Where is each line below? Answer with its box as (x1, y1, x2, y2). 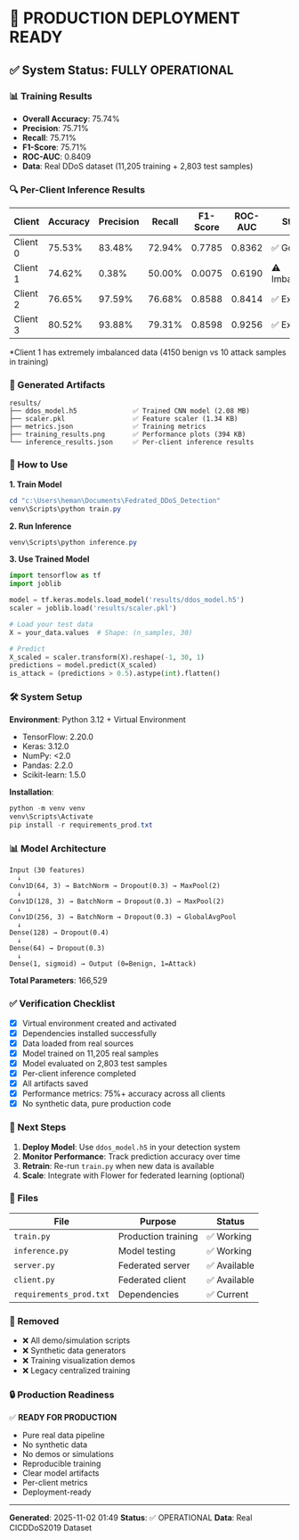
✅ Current (206, 1288, 249, 1300)
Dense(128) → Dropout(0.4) (9, 928, 109, 937)
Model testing (117, 1244, 176, 1256)
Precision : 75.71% (21, 122, 89, 133)
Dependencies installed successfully (21, 1027, 158, 1038)
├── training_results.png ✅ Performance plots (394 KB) (9, 430, 246, 440)
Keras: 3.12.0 (21, 741, 69, 752)
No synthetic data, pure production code (21, 1099, 172, 1109)
